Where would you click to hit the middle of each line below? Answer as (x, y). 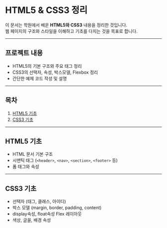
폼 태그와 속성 (26, 167)
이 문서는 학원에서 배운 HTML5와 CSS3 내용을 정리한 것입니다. (66, 25)
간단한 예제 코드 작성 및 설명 (40, 78)
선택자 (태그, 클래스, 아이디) (39, 202)
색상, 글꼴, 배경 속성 (32, 220)
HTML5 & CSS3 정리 (46, 10)
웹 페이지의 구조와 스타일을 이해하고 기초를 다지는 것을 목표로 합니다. (71, 31)
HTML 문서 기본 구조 (33, 154)
